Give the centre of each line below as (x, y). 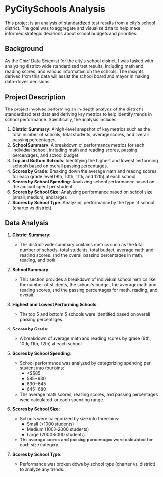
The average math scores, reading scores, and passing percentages (89, 394)
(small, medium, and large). (40, 197)
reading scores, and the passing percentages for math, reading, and (88, 290)
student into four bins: (42, 368)
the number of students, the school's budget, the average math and (88, 285)
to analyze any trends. (42, 469)
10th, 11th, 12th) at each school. (51, 344)
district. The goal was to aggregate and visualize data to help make (73, 28)
